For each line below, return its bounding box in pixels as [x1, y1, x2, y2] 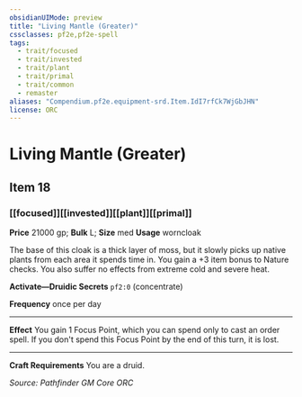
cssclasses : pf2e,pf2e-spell [9, 30, 119, 39]
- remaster [17, 88, 58, 97]
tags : [9, 38, 30, 48]
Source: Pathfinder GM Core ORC [9, 377, 134, 388]
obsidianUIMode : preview [9, 13, 102, 23]
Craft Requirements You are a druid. [9, 360, 146, 371]
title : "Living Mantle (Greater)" [9, 22, 139, 31]
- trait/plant [17, 64, 70, 73]
